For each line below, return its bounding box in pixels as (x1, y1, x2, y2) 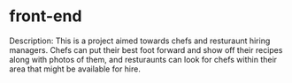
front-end (9, 6, 82, 26)
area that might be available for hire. (9, 64, 142, 74)
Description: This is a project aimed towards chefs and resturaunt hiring (9, 35, 271, 46)
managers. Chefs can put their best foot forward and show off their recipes (9, 44, 283, 55)
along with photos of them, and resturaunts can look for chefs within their (9, 54, 277, 64)
